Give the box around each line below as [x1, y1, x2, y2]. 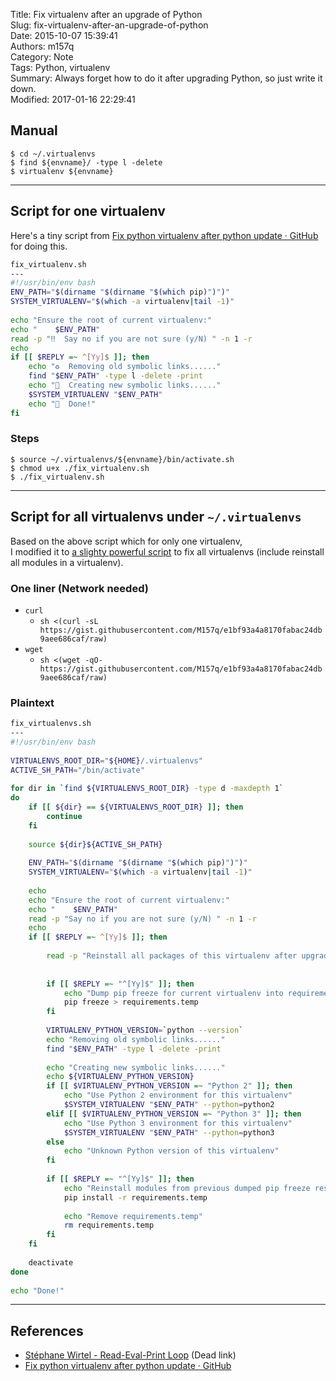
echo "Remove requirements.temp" [63, 1211, 203, 1221]
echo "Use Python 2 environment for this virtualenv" [63, 1090, 293, 1101]
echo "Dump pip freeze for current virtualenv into [63, 988, 284, 998]
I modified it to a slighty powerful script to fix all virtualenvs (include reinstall [10, 545, 325, 558]
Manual [10, 122, 58, 139]
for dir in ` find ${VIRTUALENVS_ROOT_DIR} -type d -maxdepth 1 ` [10, 784, 284, 794]
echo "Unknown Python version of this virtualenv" [63, 1146, 280, 1156]
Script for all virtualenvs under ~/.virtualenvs [10, 509, 302, 526]
